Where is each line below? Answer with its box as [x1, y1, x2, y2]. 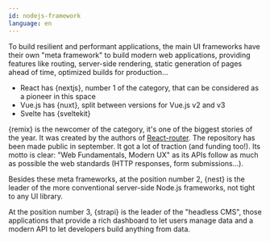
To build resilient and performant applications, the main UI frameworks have [8, 41, 260, 51]
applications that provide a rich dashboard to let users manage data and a [8, 215, 254, 225]
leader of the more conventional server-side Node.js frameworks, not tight [8, 182, 255, 192]
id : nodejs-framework [8, 11, 81, 20]
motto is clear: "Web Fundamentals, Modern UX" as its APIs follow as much [8, 150, 259, 160]
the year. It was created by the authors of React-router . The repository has [8, 132, 255, 142]
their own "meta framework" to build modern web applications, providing [8, 50, 251, 60]
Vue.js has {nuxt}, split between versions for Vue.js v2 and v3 [19, 100, 226, 110]
